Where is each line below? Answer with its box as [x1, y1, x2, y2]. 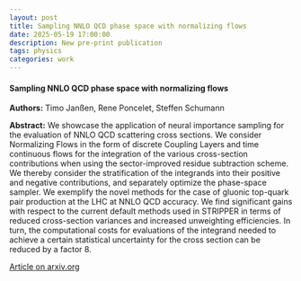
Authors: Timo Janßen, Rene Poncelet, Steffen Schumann [9, 102, 225, 113]
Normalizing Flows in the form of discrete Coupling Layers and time [9, 139, 259, 150]
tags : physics [9, 47, 63, 56]
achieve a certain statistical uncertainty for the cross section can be [9, 234, 261, 245]
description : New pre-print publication [9, 38, 164, 48]
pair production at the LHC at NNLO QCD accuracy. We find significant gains [9, 197, 293, 207]
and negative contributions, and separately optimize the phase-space [9, 177, 267, 189]
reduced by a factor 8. [9, 244, 92, 255]
